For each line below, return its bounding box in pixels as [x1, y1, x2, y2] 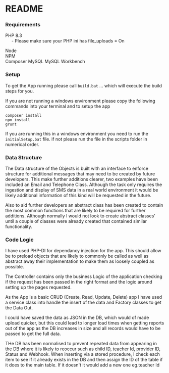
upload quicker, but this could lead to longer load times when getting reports [5, 320, 164, 326]
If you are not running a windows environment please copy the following [5, 98, 155, 104]
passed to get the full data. [5, 331, 62, 337]
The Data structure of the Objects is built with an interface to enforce [5, 165, 149, 172]
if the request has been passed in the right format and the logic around [5, 279, 152, 285]
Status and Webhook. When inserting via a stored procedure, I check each [5, 351, 160, 357]
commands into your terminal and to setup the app [5, 103, 110, 109]
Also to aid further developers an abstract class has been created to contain [5, 202, 163, 208]
